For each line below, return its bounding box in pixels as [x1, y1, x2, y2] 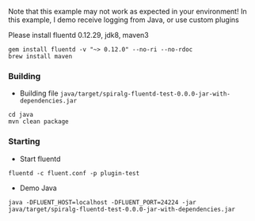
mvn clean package [8, 118, 69, 125]
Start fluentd [19, 154, 61, 163]
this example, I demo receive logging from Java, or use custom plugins [8, 15, 239, 24]
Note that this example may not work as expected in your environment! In [8, 7, 247, 16]
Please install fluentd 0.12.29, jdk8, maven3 [8, 31, 149, 39]
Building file [19, 88, 59, 98]
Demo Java [19, 183, 57, 193]
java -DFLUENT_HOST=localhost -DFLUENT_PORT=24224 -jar [8, 198, 196, 206]
